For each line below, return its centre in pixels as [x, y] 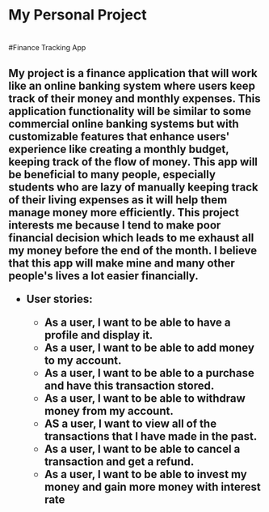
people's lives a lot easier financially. [104, 276]
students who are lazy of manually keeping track [133, 187]
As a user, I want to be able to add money [149, 347]
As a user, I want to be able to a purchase [149, 373]
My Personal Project [78, 15]
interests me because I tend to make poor [115, 225]
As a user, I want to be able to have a [138, 322]
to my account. [83, 360]
